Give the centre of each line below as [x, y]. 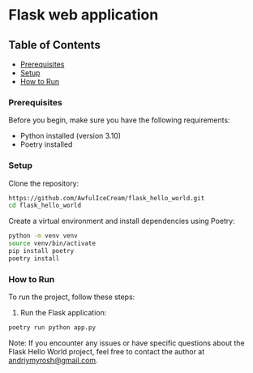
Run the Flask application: [63, 313]
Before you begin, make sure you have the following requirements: [119, 120]
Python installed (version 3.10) [71, 136]
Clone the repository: [44, 183]
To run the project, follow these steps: [72, 297]
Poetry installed [46, 144]
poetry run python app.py [52, 328]
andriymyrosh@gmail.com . [54, 360]
